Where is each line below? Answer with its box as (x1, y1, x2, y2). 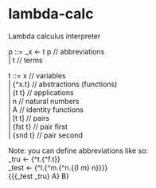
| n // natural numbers (8, 96, 80, 106)
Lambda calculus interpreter (8, 31, 101, 41)
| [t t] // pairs (8, 113, 50, 122)
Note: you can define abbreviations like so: (8, 146, 149, 155)
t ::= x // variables (8, 70, 66, 80)
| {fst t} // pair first (8, 122, 68, 131)
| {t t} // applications (8, 87, 74, 97)
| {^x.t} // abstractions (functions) (8, 79, 118, 89)
